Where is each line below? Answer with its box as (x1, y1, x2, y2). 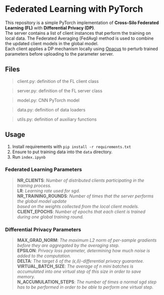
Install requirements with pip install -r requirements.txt (12, 143, 131, 149)
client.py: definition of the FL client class (17, 78, 99, 84)
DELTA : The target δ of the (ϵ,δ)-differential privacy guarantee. (17, 258, 144, 264)
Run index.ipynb (12, 154, 46, 160)
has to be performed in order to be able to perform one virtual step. (17, 284, 154, 290)
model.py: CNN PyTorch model (17, 97, 80, 103)
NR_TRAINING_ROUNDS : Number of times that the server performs (17, 193, 154, 199)
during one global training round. (17, 214, 84, 219)
